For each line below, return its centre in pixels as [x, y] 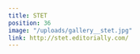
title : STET [28, 15]
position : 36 [30, 23]
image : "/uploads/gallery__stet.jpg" [70, 30]
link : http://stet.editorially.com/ [68, 38]
